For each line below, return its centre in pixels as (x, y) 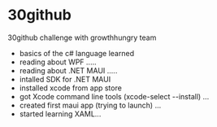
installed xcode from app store (71, 88)
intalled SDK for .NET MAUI (65, 79)
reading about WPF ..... (58, 62)
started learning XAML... (60, 114)
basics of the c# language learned (77, 53)
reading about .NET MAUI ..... (68, 70)
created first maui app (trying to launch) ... (90, 105)
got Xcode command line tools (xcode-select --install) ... (114, 96)
